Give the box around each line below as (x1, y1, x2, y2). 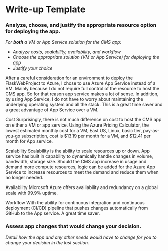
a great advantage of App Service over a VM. (5, 107, 99, 113)
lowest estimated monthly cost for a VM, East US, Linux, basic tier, (5, 128, 142, 134)
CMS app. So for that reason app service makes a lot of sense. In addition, (5, 91, 159, 97)
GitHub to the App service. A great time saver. (5, 210, 100, 216)
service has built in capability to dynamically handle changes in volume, (5, 153, 154, 159)
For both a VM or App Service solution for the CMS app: (5, 39, 122, 45)
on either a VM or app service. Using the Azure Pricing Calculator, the (5, 122, 149, 128)
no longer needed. (5, 175, 44, 181)
